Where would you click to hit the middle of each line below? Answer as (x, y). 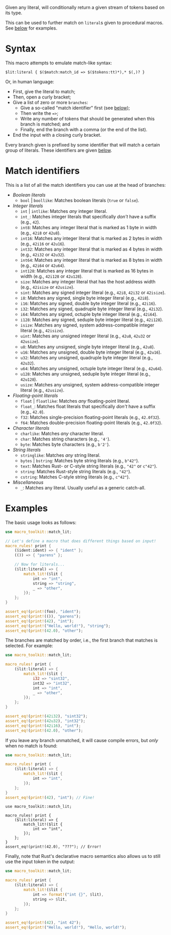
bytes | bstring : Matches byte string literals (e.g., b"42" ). (80, 460)
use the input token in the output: (40, 862)
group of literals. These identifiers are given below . (59, 150)
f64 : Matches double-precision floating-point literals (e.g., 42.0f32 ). (91, 423)
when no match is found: (31, 746)
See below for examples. (31, 28)
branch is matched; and (45, 124)
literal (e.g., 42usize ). (42, 390)
